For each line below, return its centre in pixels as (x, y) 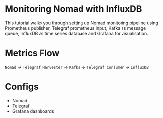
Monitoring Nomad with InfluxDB (74, 9)
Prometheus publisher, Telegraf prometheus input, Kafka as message (76, 28)
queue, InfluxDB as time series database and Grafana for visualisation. (77, 33)
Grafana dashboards (33, 111)
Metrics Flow (32, 53)
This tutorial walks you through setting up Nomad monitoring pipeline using (81, 23)
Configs (22, 87)
